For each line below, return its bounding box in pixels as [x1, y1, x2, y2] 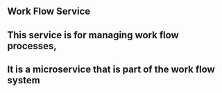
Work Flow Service [7, 6, 91, 17]
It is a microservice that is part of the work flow [7, 64, 215, 76]
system [7, 74, 40, 86]
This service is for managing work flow [7, 29, 179, 41]
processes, [7, 40, 57, 51]
